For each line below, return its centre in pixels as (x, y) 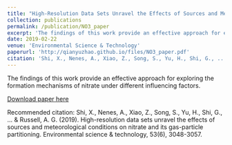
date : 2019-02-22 (32, 39)
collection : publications (44, 20)
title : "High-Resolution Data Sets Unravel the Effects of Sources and (112, 13)
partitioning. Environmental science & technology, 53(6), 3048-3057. (105, 134)
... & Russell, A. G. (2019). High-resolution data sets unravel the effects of (111, 119)
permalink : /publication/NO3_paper (58, 26)
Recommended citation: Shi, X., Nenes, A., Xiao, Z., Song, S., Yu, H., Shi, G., (115, 112)
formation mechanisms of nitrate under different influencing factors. (104, 85)
